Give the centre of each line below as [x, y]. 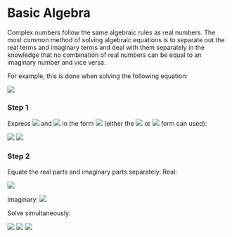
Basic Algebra [49, 13]
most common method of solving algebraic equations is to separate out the [116, 39]
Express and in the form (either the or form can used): [107, 124]
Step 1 [18, 107]
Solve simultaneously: [39, 213]
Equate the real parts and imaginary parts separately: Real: [92, 172]
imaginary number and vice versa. [57, 62]
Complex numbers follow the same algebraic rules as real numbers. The [111, 32]
